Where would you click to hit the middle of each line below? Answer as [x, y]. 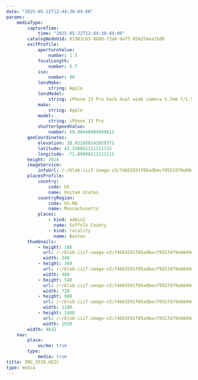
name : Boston [69, 236]
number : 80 [62, 77]
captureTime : [43, 28]
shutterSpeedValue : [61, 127]
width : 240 [56, 258]
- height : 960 [55, 296]
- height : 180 [55, 247]
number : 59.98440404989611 [81, 132]
